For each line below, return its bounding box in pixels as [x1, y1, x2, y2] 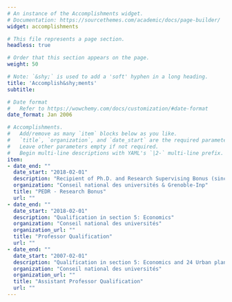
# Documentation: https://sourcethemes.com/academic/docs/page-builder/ [7, 17, 221, 23]
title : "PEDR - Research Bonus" [13, 188, 107, 195]
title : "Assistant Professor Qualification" [13, 278, 144, 285]
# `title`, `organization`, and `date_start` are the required [7, 137, 199, 144]
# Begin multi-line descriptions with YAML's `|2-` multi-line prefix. [7, 149, 224, 156]
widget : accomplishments [7, 23, 79, 30]
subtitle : [7, 86, 36, 93]
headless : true [7, 42, 51, 49]
